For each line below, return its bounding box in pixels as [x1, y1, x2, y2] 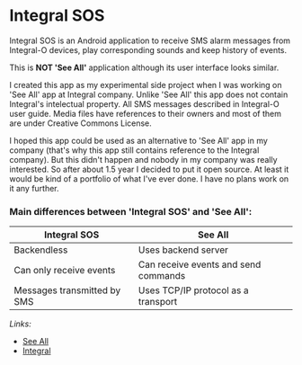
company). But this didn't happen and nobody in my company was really [9, 154, 278, 165]
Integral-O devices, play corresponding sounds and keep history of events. [9, 44, 288, 55]
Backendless [13, 244, 68, 256]
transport [138, 296, 178, 308]
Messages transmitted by [13, 284, 121, 297]
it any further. [9, 182, 60, 193]
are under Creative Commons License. [9, 118, 153, 129]
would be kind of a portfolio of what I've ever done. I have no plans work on [9, 173, 289, 184]
